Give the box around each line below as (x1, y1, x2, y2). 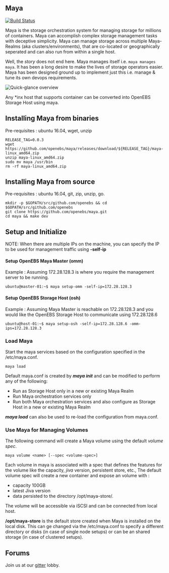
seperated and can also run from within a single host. (5, 48, 116, 55)
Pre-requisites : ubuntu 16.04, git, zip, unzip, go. (5, 191, 105, 197)
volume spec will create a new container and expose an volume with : (5, 473, 150, 479)
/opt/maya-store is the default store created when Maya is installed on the (5, 518, 161, 524)
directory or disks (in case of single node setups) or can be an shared (5, 529, 150, 535)
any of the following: (5, 378, 48, 384)
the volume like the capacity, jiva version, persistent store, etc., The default (5, 467, 161, 474)
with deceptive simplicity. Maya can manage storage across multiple (5, 38, 147, 44)
